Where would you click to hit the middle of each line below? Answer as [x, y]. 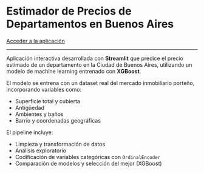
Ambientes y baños [39, 114]
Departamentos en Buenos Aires [90, 24]
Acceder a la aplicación [36, 41]
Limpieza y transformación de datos [60, 144]
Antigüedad [29, 107]
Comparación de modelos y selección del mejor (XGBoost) [88, 163]
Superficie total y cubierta [48, 101]
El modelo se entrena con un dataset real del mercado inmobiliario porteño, [100, 83]
